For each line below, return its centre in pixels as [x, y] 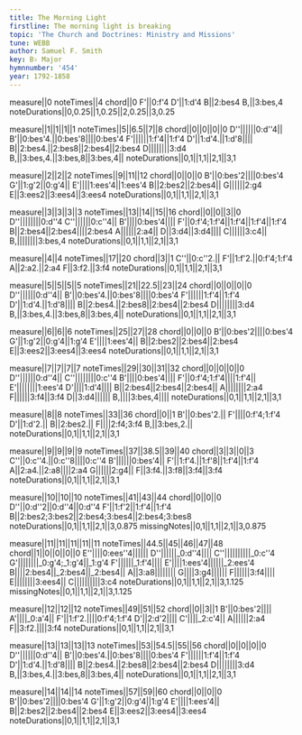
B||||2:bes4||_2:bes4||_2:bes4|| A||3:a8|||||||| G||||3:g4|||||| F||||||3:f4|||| [142, 572]
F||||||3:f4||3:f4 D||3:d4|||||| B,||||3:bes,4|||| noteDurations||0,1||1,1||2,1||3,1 [146, 397]
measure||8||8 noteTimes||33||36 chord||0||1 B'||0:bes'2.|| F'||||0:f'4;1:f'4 [145, 414]
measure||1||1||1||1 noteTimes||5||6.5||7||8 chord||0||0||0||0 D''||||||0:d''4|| [146, 129]
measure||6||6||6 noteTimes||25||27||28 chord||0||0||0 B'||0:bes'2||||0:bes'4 [151, 331]
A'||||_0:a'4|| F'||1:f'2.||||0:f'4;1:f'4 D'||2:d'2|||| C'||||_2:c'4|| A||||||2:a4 [137, 618]
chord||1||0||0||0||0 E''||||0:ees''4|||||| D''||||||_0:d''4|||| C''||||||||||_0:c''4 [142, 553]
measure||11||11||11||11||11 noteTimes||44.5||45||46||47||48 [116, 543]
